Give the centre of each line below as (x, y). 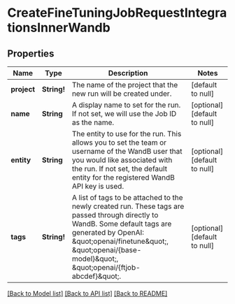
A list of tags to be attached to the (127, 197)
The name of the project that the (125, 85)
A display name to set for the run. (126, 105)
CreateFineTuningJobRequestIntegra (117, 13)
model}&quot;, (95, 259)
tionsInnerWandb (59, 28)
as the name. (93, 122)
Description (128, 73)
